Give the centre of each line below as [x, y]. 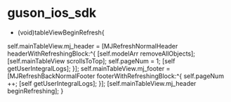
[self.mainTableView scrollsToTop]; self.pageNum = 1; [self [91, 60]
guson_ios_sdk [52, 13]
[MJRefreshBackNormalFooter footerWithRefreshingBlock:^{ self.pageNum [116, 76]
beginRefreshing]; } [35, 91]
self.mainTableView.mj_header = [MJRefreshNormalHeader [93, 46]
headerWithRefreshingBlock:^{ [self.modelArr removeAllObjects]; [101, 53]
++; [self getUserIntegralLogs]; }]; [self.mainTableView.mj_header [102, 83]
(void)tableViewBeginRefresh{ [61, 32]
